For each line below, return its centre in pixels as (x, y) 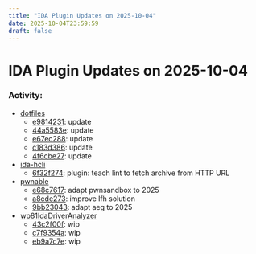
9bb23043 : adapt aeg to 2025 (82, 207)
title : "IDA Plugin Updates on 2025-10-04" (83, 16)
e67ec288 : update (62, 138)
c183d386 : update (62, 147)
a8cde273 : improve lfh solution (83, 199)
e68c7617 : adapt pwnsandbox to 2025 (95, 190)
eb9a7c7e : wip (56, 241)
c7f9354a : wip (56, 232)
